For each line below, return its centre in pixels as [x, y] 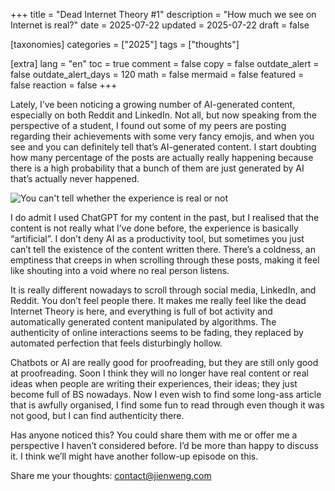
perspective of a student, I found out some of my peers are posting [148, 125]
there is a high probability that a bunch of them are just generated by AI [157, 168]
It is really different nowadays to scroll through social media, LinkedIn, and [163, 290]
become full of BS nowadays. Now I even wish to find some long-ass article [166, 394]
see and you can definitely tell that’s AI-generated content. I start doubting [163, 147]
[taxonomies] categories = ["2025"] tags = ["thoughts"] [125, 44]
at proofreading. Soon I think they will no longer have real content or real [159, 373]
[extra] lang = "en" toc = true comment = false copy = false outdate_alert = [165, 63]
